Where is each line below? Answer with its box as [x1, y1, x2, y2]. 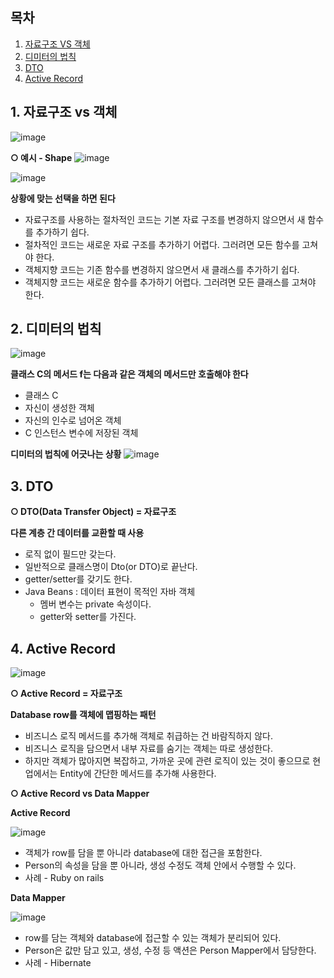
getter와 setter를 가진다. [39, 611, 137, 623]
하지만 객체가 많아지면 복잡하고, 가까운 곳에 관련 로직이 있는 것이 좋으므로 [24, 755, 311, 767]
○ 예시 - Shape [10, 151, 73, 163]
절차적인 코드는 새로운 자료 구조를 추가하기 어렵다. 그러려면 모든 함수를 [24, 238, 300, 250]
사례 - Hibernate [24, 957, 92, 969]
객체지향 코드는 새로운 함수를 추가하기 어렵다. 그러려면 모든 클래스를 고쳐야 [24, 276, 317, 288]
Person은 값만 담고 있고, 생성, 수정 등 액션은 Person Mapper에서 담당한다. [24, 944, 317, 957]
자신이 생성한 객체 [24, 402, 95, 414]
